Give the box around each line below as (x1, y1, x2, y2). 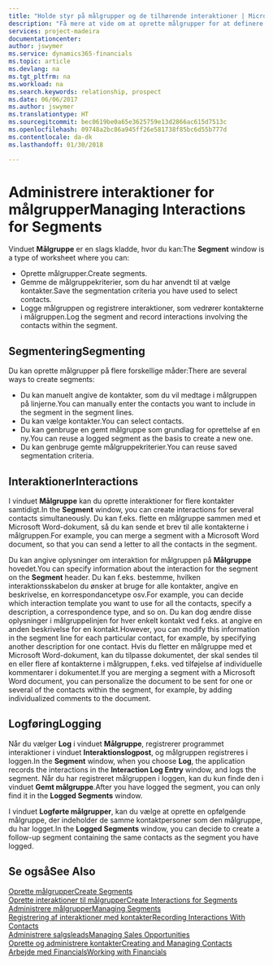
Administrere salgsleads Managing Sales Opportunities (8, 929, 190, 939)
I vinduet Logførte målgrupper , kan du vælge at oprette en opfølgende (8, 806, 246, 816)
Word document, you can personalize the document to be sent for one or (8, 677, 253, 686)
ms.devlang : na (8, 65, 60, 73)
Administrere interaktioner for (8, 182, 214, 201)
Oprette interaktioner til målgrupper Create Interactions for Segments (8, 895, 238, 905)
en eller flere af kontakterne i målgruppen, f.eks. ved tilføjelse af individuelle (8, 659, 262, 669)
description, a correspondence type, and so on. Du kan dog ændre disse (8, 608, 252, 617)
